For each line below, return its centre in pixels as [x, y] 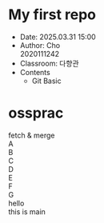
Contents [35, 72]
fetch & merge [32, 135]
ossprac [36, 113]
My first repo [52, 15]
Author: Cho [40, 45]
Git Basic [46, 81]
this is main [27, 211]
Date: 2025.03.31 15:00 [58, 37]
